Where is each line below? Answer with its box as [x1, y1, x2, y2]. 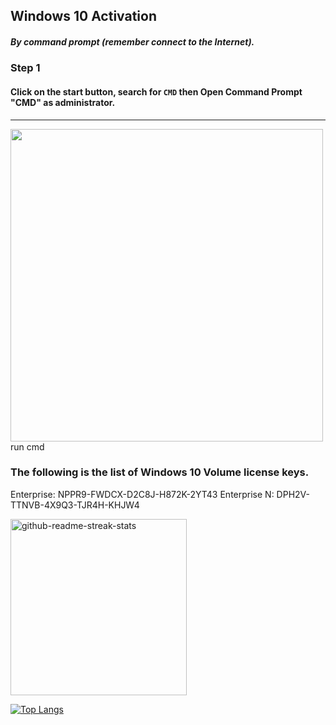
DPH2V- [276, 488, 310, 500]
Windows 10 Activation [10, 8, 158, 25]
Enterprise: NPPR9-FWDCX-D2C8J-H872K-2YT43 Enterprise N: [10, 488, 275, 500]
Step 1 [10, 61, 41, 75]
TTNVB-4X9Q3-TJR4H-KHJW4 [10, 499, 140, 511]
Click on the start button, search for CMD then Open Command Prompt [10, 85, 303, 98]
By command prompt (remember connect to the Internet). [10, 35, 255, 48]
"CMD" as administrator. [10, 96, 116, 108]
